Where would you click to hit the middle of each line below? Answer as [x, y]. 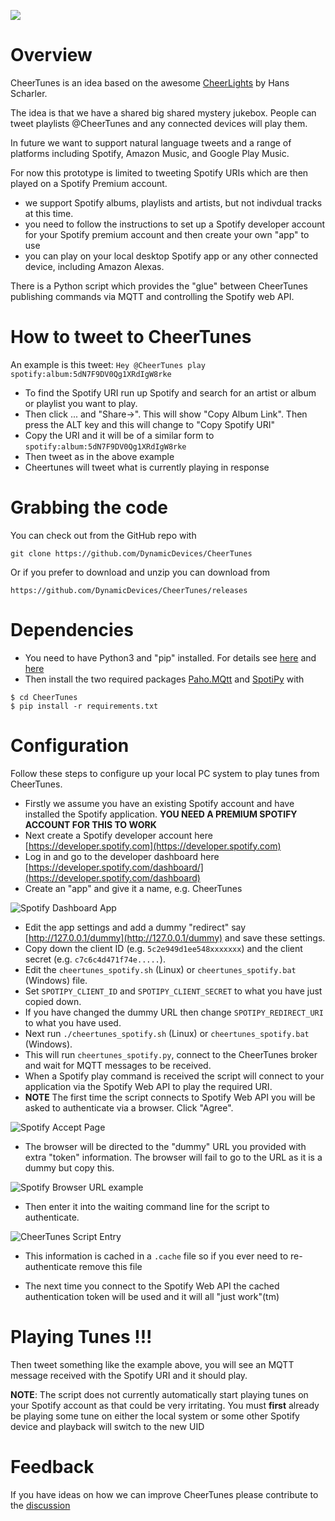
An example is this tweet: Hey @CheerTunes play [108, 364]
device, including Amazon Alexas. [94, 266]
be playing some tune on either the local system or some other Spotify [155, 1416]
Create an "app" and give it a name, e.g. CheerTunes [133, 888]
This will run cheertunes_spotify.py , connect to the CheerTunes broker [171, 1054]
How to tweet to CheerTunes [131, 337]
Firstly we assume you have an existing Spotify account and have [159, 803]
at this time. [49, 213]
